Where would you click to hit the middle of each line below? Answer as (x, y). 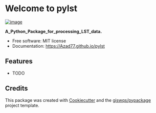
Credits (17, 88)
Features (19, 61)
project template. (22, 105)
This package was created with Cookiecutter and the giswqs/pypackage (78, 100)
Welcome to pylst (41, 9)
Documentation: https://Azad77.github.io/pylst (58, 46)
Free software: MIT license (39, 41)
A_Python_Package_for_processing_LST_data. (54, 31)
